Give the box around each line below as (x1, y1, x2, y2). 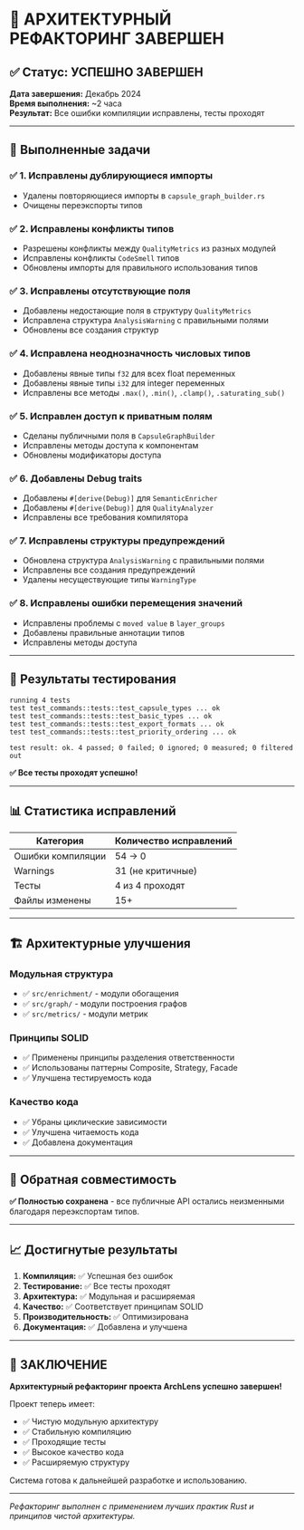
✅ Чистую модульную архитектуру (22, 1416, 159, 1427)
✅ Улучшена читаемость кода (22, 1126, 139, 1137)
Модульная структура (9, 967, 114, 980)
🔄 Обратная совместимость (9, 1172, 177, 1188)
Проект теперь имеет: (9, 1399, 95, 1410)
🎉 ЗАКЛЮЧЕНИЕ (9, 1357, 108, 1372)
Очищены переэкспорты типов (22, 199, 143, 210)
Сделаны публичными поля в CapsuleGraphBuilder (22, 430, 215, 441)
